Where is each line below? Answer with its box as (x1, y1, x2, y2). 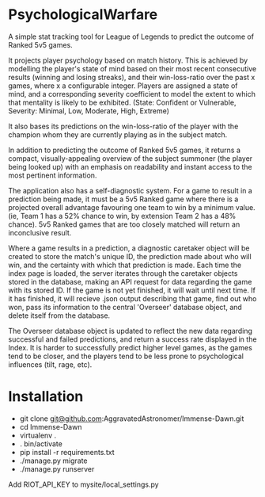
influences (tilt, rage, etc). (8, 359, 93, 369)
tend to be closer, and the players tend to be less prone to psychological (8, 351, 244, 361)
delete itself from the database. (8, 311, 111, 320)
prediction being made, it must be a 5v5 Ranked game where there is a (8, 194, 239, 204)
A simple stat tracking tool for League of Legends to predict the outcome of (8, 32, 255, 41)
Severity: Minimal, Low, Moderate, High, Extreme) (8, 105, 170, 116)
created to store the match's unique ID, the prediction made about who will (8, 251, 252, 261)
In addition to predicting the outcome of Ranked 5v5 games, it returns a (8, 145, 241, 155)
